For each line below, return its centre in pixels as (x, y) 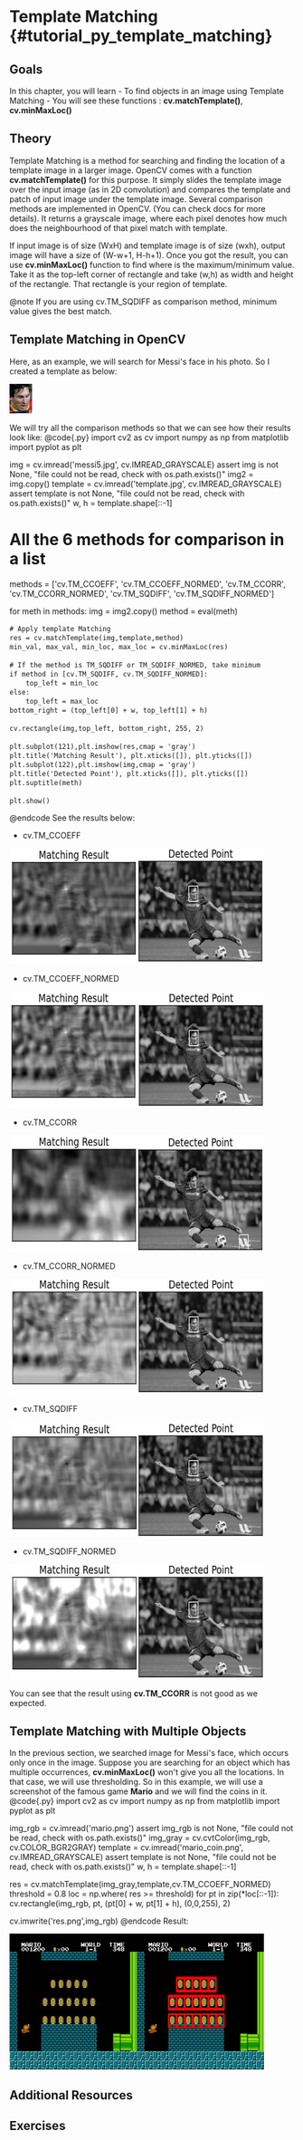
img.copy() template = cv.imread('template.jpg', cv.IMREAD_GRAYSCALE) (146, 484)
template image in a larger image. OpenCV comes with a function (131, 170)
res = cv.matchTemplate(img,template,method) (96, 638)
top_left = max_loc (62, 701)
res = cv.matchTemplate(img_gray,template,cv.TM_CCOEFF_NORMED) (140, 1885)
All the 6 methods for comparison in (147, 539)
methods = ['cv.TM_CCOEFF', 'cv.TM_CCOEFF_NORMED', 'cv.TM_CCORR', (148, 584)
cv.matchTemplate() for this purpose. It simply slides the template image (146, 179)
